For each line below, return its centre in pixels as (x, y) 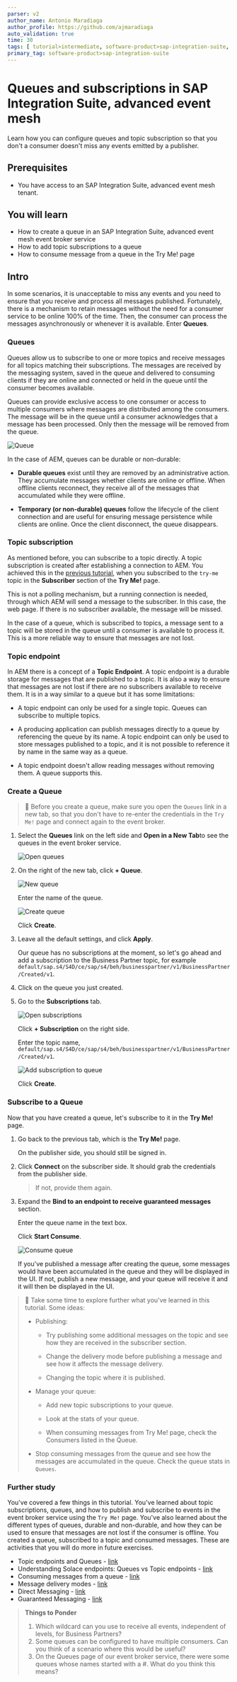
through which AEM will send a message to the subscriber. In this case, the (117, 601)
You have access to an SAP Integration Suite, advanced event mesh (116, 185)
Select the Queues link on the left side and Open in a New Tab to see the (123, 836)
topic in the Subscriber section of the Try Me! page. (84, 580)
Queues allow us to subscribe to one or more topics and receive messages (116, 358)
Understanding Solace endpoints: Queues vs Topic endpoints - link (115, 1569)
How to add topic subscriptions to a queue (80, 247)
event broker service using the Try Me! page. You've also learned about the (117, 1518)
